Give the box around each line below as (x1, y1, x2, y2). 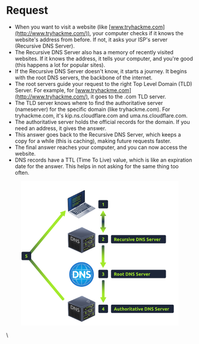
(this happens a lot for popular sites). (14, 61, 106, 69)
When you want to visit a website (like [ (14, 23, 111, 30)
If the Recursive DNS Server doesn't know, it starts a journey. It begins (14, 67, 187, 75)
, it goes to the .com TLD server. (87, 93, 166, 100)
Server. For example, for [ (14, 86, 78, 94)
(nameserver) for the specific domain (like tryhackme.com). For (14, 106, 170, 113)
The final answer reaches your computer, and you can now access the (14, 144, 187, 151)
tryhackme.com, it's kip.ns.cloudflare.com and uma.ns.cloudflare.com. (14, 111, 188, 119)
